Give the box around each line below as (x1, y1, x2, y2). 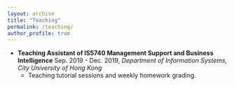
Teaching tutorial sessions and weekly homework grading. (27, 71, 196, 80)
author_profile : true (7, 29, 71, 37)
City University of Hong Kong (17, 64, 102, 72)
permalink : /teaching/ (7, 23, 74, 30)
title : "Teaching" (7, 17, 61, 24)
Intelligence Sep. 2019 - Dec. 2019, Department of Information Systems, (17, 57, 228, 65)
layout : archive (7, 10, 55, 17)
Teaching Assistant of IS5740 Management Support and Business (17, 49, 214, 57)
